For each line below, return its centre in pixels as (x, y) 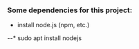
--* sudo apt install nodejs (44, 38)
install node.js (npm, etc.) (53, 25)
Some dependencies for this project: (70, 10)
